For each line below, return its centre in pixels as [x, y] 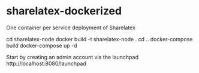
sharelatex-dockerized [64, 11]
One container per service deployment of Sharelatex [71, 28]
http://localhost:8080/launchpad [46, 63]
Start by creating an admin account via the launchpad [73, 57]
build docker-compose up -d [42, 45]
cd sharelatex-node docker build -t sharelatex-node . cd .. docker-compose [99, 39]
